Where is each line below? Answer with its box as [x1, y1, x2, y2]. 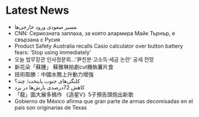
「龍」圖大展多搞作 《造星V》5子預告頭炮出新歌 [14, 91, 133, 98]
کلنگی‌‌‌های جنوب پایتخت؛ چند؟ [14, 77, 81, 84]
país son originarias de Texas [14, 104, 87, 111]
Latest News [5, 4, 70, 17]
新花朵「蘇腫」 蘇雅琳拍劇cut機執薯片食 [14, 63, 114, 70]
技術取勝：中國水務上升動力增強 [14, 70, 94, 78]
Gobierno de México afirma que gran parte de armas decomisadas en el [14, 97, 194, 104]
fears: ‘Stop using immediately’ [14, 48, 91, 56]
